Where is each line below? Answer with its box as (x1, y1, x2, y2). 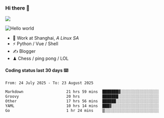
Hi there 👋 (5, 5, 30, 12)
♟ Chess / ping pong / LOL (12, 55, 69, 62)
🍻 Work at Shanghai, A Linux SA (12, 35, 79, 41)
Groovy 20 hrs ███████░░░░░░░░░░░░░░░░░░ (5, 94, 159, 99)
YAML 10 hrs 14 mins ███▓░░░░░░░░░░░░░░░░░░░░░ (5, 103, 159, 108)
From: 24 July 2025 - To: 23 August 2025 (5, 80, 94, 85)
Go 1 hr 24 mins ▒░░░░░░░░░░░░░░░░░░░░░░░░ (5, 108, 159, 113)
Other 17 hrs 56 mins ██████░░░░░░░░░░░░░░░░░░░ (5, 99, 159, 104)
